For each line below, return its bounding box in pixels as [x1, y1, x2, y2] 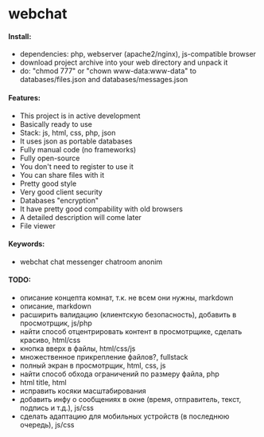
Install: [8, 31, 32, 41]
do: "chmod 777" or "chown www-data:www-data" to [19, 66, 197, 76]
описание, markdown [19, 301, 91, 311]
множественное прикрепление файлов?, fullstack [19, 352, 188, 361]
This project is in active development [19, 111, 141, 120]
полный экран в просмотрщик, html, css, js [19, 360, 166, 370]
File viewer [19, 221, 56, 230]
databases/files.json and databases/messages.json [19, 75, 188, 85]
